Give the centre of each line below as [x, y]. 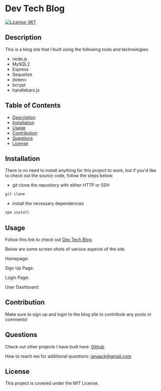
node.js [20, 59]
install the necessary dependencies [48, 203]
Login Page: [17, 277]
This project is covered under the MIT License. [52, 383]
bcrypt [19, 85]
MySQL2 [21, 64]
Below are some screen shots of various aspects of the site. [65, 249]
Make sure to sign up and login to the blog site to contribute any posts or [78, 314]
